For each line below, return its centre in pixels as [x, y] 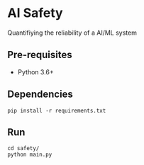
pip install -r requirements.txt [57, 110]
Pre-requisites [40, 55]
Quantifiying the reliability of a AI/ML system [72, 33]
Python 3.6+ [36, 72]
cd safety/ [23, 149]
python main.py [30, 155]
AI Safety [35, 13]
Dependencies [40, 95]
